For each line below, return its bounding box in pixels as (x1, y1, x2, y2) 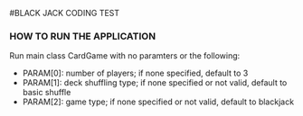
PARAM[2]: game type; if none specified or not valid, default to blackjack (22, 96, 295, 107)
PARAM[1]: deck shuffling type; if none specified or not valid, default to (22, 77, 288, 88)
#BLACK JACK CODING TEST (9, 8, 120, 18)
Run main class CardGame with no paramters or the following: (9, 50, 241, 61)
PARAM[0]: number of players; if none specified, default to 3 (22, 67, 249, 79)
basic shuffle (22, 87, 71, 98)
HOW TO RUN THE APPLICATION (9, 30, 156, 42)
